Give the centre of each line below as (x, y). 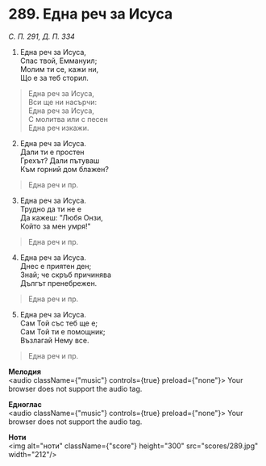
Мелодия (25, 372)
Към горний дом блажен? (64, 169)
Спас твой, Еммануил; (58, 61)
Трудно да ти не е (51, 209)
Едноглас (25, 404)
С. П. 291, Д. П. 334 (42, 36)
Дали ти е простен (52, 152)
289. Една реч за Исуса (91, 14)
